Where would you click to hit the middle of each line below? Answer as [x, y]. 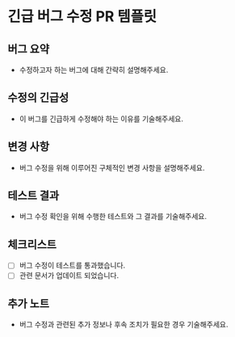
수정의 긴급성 [38, 98]
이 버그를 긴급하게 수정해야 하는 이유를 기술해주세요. [101, 119]
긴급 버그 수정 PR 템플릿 [82, 17]
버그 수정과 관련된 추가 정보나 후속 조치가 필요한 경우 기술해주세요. [124, 325]
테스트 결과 [34, 196]
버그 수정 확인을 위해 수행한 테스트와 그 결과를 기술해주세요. [113, 217]
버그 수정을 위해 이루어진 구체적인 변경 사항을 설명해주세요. [112, 167]
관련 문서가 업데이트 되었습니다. [69, 276]
